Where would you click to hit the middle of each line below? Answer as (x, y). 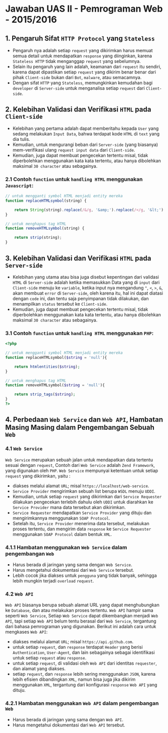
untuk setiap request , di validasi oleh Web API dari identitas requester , (85, 663)
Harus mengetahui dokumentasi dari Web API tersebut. (69, 725)
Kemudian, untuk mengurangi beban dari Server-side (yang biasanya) (85, 144)
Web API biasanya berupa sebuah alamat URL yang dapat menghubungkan (82, 605)
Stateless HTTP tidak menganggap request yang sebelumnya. (77, 61)
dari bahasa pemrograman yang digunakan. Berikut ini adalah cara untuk (81, 627)
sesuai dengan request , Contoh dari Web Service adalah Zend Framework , (80, 465)
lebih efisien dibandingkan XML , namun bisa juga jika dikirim (74, 679)
